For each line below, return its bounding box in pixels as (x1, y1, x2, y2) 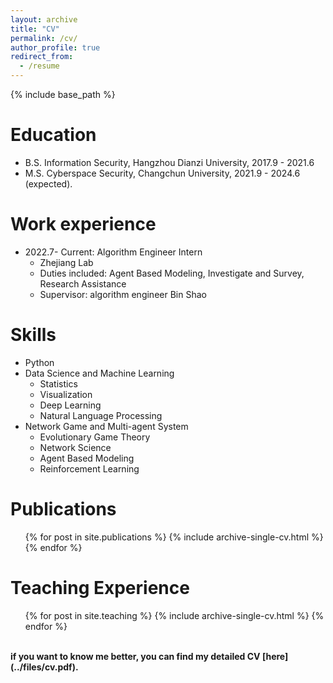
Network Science (39, 441, 112, 453)
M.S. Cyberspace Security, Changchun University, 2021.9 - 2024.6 (24, 167, 301, 179)
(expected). (24, 177, 73, 190)
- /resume (19, 61, 60, 71)
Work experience (10, 213, 157, 236)
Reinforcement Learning (39, 462, 140, 475)
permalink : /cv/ (10, 33, 78, 43)
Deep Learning (39, 399, 102, 411)
